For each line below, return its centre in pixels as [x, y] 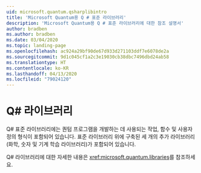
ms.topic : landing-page [36, 46]
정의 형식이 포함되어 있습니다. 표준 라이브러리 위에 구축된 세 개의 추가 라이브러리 [101, 137]
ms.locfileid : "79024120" [39, 79]
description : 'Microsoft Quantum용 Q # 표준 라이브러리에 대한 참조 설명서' [95, 23]
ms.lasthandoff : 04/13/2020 [42, 74]
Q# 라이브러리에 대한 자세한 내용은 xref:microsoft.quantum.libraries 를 [90, 157]
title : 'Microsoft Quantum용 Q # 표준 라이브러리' [66, 18]
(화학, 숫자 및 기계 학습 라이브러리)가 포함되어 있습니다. [71, 144]
